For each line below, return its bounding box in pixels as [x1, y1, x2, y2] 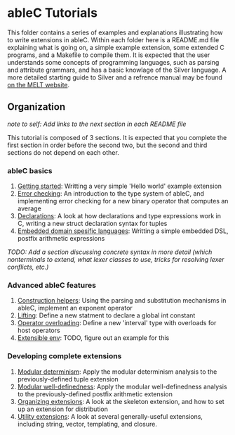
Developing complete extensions [7, 351, 122, 361]
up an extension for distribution [17, 405, 109, 413]
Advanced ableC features [7, 280, 97, 290]
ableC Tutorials [7, 5, 98, 21]
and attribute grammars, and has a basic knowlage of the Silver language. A [7, 65, 227, 74]
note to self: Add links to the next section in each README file [7, 120, 187, 128]
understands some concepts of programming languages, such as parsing [7, 58, 220, 66]
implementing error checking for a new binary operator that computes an [17, 197, 229, 206]
